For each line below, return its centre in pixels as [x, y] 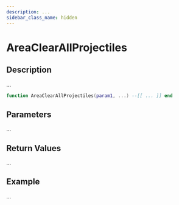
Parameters [29, 114]
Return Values [34, 148]
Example [23, 182]
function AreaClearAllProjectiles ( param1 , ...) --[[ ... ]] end [89, 96]
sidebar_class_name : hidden [42, 18]
